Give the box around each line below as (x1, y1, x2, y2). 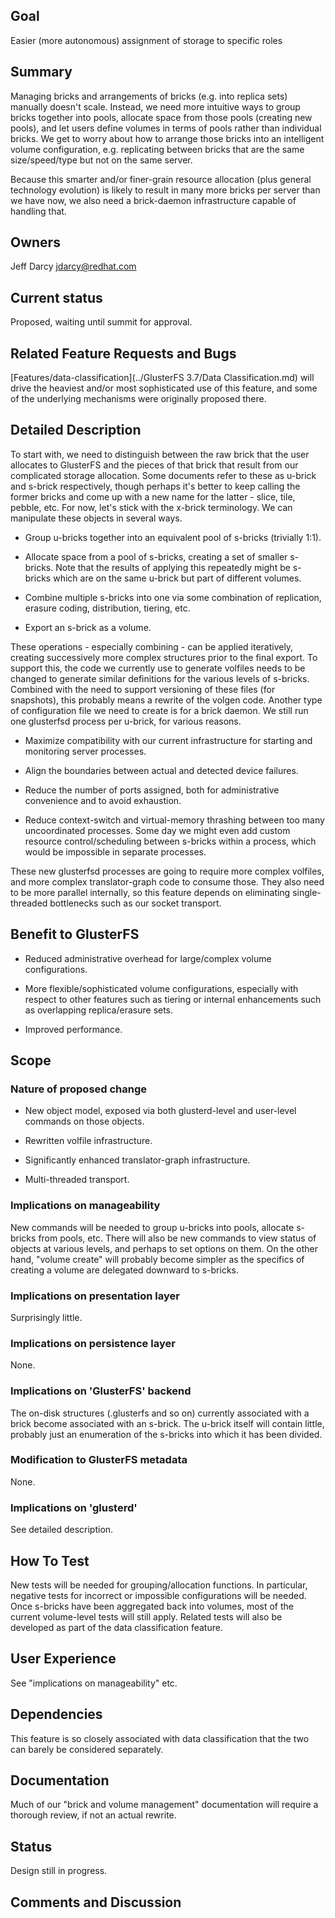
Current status (10, 289, 103, 306)
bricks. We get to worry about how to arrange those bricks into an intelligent (10, 132, 325, 144)
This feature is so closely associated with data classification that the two (10, 1732, 310, 1744)
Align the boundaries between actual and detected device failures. (24, 764, 299, 776)
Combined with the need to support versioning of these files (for (10, 683, 276, 695)
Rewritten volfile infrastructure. (24, 1135, 153, 1147)
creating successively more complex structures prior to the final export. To (10, 651, 318, 663)
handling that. (10, 205, 67, 217)
